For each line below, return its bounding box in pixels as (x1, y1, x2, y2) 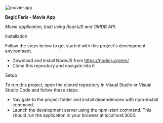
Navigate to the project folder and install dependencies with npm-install (12, 96, 158, 102)
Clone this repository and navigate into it (12, 63, 95, 68)
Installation (5, 33, 28, 39)
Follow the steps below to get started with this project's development (5, 43, 146, 49)
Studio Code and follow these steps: (5, 87, 79, 93)
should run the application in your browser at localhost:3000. (12, 112, 137, 118)
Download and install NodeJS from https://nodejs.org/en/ (12, 58, 129, 63)
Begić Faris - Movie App (5, 14, 55, 20)
